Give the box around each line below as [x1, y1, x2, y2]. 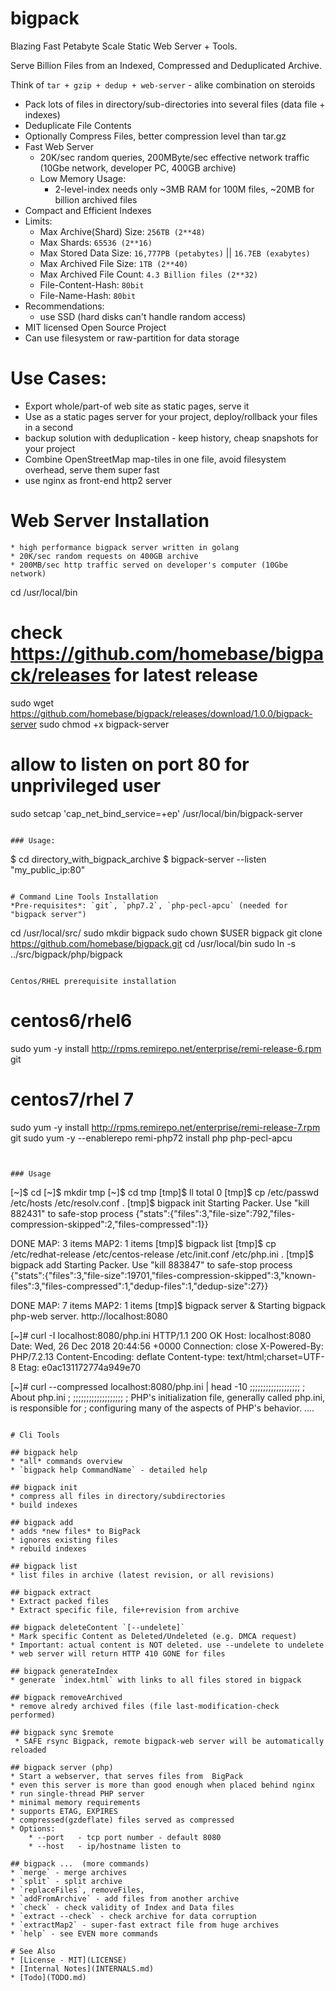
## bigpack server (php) [10, 1762, 114, 1772]
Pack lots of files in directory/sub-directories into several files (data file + [24, 98, 326, 110]
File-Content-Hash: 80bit [39, 278, 145, 291]
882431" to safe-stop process [10, 1207, 134, 1219]
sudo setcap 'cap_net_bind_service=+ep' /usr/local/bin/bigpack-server [10, 807, 303, 819]
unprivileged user [10, 774, 162, 797]
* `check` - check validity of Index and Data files [10, 1902, 235, 1912]
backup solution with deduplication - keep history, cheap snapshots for [24, 432, 319, 444]
